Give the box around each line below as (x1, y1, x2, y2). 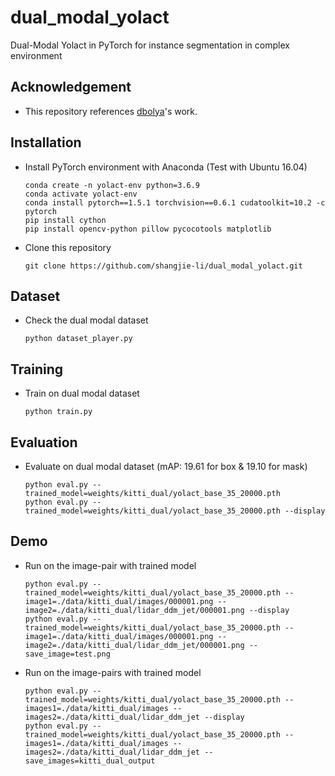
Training (10, 361, 64, 378)
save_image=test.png (24, 649, 111, 659)
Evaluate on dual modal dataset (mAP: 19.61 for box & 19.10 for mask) (24, 461, 308, 472)
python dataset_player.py (24, 334, 133, 344)
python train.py (24, 407, 93, 417)
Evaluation (10, 434, 78, 451)
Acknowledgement (10, 79, 132, 96)
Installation (10, 134, 82, 151)
